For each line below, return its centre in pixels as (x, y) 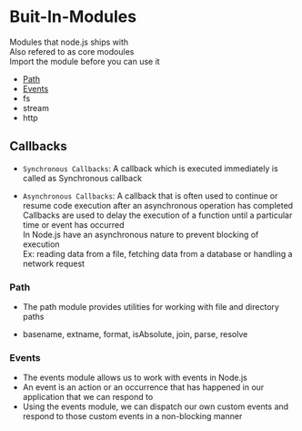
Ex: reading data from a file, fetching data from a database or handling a (157, 253)
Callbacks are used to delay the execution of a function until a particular (157, 215)
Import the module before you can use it (85, 61)
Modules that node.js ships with (69, 42)
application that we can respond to (88, 397)
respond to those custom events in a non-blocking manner (132, 416)
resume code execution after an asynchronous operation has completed (158, 205)
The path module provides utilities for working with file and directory (151, 307)
